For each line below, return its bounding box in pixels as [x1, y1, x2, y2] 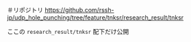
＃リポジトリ [7, 6, 43, 14]
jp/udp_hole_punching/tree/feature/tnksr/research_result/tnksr [7, 14, 184, 22]
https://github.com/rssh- [44, 6, 114, 14]
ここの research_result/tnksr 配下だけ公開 [7, 28, 129, 35]
